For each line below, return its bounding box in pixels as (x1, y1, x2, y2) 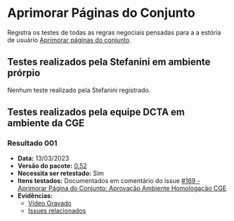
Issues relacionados (27, 206, 86, 215)
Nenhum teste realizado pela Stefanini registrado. (7, 86, 151, 94)
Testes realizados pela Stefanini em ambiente (7, 56, 211, 68)
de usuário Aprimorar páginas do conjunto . (7, 35, 132, 44)
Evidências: (17, 191, 53, 200)
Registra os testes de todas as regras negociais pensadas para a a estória (7, 28, 221, 37)
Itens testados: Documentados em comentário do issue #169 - (17, 177, 200, 185)
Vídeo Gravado (27, 199, 72, 208)
